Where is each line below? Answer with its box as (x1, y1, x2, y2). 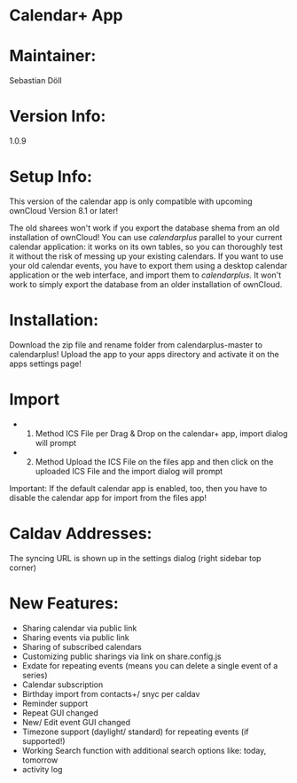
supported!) (21, 735, 66, 746)
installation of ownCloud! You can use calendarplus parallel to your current (9, 232, 283, 242)
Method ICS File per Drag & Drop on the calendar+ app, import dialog (35, 427, 288, 439)
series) (21, 669, 48, 680)
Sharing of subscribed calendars (21, 641, 142, 652)
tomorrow (21, 755, 59, 765)
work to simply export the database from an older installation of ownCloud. (9, 279, 283, 289)
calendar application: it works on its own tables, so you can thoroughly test (9, 241, 284, 252)
